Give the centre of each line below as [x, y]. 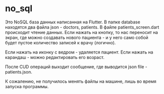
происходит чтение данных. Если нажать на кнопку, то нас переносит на [82, 32]
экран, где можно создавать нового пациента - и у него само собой [77, 38]
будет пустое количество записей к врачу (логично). [60, 42]
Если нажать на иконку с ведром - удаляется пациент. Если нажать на [79, 52]
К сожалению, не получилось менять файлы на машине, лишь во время [81, 81]
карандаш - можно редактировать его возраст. [55, 57]
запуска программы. [27, 86]
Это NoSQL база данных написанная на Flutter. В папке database [73, 22]
